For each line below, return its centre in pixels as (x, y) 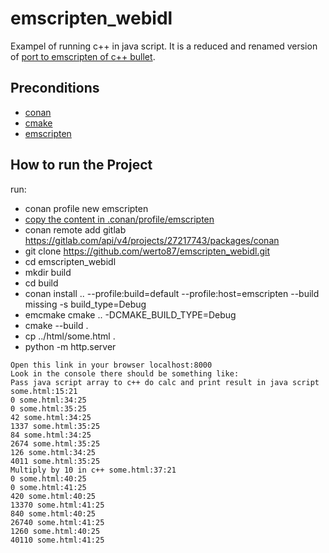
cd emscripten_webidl (70, 261)
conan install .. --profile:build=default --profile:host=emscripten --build (172, 293)
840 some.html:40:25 (53, 513)
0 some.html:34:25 (48, 400)
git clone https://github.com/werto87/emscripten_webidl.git (147, 251)
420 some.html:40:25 (53, 496)
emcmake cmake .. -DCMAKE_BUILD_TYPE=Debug (130, 314)
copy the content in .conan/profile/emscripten (119, 219)
